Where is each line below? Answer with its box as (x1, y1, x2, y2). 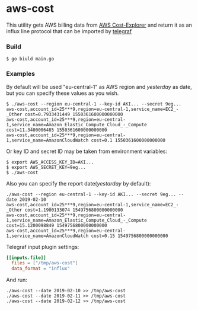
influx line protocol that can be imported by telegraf (6, 27, 132, 34)
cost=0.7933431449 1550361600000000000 (24, 111, 123, 117)
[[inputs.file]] (6, 254, 46, 261)
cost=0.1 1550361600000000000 (91, 137, 166, 143)
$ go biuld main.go (6, 56, 55, 62)
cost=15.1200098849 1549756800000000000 (6, 222, 108, 228)
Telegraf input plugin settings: (6, 243, 79, 250)
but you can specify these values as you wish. (6, 90, 119, 97)
